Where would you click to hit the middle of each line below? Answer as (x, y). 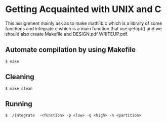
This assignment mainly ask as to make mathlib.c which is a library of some (84, 23)
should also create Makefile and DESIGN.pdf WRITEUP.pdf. (67, 34)
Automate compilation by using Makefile (70, 50)
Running (19, 104)
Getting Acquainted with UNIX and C (83, 9)
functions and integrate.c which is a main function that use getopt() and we (83, 28)
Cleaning (20, 77)
